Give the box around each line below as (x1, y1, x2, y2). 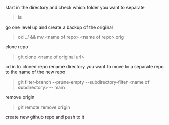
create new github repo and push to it (5, 114, 84, 120)
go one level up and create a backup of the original (5, 24, 113, 30)
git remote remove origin (17, 104, 70, 110)
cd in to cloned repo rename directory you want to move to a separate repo (5, 64, 164, 69)
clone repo (5, 44, 28, 50)
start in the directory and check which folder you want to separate (5, 5, 145, 10)
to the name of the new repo (5, 69, 66, 75)
